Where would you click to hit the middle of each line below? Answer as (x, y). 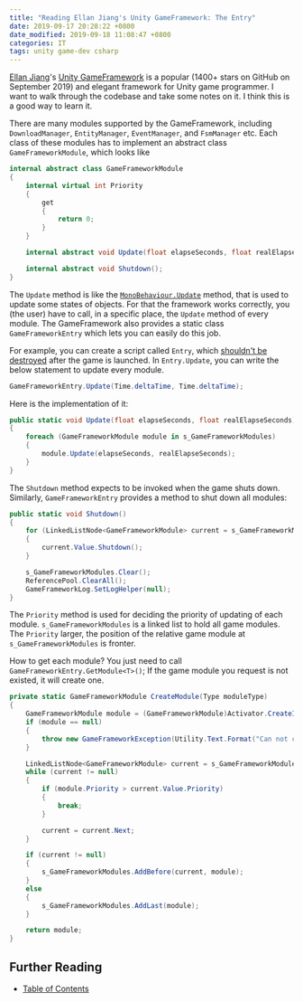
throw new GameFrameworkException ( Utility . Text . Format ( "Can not (165, 739)
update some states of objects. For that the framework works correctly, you (150, 304)
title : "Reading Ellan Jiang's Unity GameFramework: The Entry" (133, 18)
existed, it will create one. (57, 680)
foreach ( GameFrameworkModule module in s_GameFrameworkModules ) (151, 437)
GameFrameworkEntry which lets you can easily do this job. (115, 333)
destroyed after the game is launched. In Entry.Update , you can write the (144, 360)
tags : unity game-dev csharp (64, 52)
